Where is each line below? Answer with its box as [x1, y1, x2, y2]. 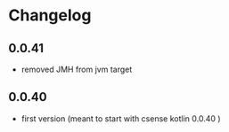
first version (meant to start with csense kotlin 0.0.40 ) [20, 113, 221, 124]
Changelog [8, 5, 92, 26]
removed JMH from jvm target [20, 64, 133, 74]
